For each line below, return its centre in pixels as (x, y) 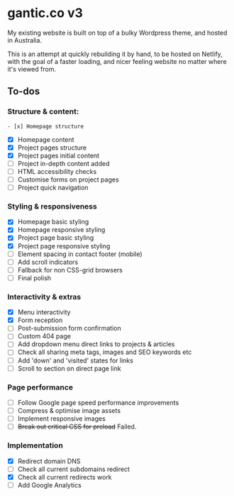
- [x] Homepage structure (45, 126)
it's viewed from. (32, 69)
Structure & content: (43, 111)
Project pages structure (52, 148)
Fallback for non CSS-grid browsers (70, 270)
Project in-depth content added (63, 163)
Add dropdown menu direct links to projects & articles (96, 344)
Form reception (40, 320)
